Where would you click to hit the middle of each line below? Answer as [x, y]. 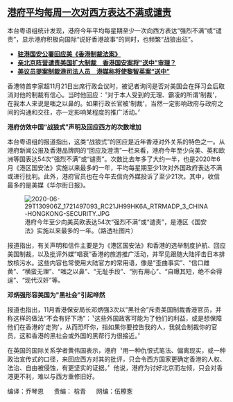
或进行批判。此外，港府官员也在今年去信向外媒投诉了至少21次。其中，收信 [114, 176]
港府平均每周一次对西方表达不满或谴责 [89, 12]
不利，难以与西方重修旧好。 [59, 376]
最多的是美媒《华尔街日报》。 [48, 185]
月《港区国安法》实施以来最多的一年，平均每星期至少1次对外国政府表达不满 [115, 167]
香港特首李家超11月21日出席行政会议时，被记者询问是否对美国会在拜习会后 [113, 86]
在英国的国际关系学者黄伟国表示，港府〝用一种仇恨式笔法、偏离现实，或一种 [116, 350]
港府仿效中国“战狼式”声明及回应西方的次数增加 [75, 126]
